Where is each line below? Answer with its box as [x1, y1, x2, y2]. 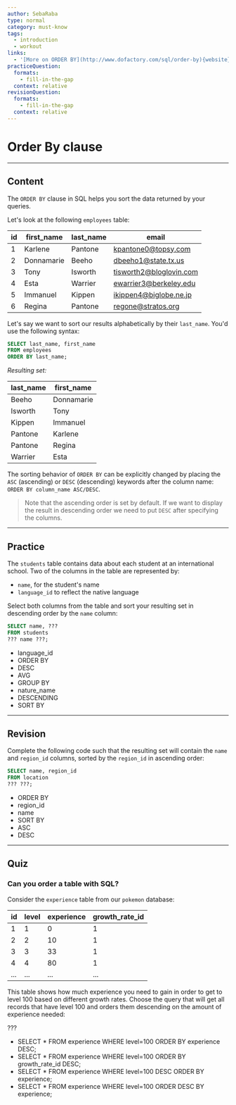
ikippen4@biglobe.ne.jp [113, 289, 192, 299]
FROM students [7, 629, 49, 636]
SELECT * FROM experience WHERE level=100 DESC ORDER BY [17, 1067, 205, 1075]
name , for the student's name [17, 580, 100, 589]
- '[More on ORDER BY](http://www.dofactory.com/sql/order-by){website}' [13, 56, 234, 63]
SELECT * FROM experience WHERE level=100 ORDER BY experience [17, 1037, 221, 1046]
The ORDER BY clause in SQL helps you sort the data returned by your [7, 194, 206, 203]
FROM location [7, 774, 49, 782]
